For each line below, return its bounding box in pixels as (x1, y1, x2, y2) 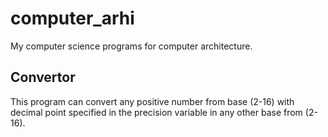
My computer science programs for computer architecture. (10, 40, 253, 52)
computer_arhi (10, 7, 135, 30)
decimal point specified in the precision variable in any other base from (10, 106, 303, 118)
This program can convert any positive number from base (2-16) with (10, 95, 295, 107)
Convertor (10, 69, 76, 86)
